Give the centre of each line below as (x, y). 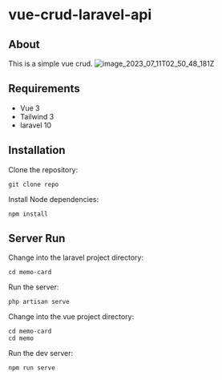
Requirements (44, 89)
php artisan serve (39, 302)
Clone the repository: (43, 169)
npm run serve (32, 368)
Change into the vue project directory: (71, 317)
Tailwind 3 (37, 116)
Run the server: (34, 287)
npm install (28, 214)
